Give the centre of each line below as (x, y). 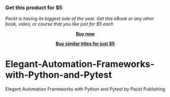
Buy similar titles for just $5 (85, 44)
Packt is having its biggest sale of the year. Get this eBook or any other (80, 19)
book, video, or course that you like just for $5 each (59, 24)
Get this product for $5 (34, 8)
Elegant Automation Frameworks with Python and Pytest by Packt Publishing (85, 89)
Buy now (85, 34)
